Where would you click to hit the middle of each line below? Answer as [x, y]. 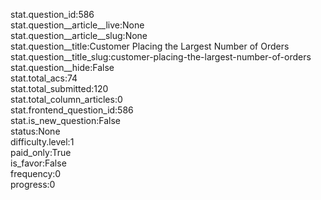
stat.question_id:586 [52, 14]
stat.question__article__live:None [77, 25]
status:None [35, 131]
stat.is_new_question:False [65, 120]
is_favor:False [38, 163]
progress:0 [33, 184]
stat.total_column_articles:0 [66, 99]
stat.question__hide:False [62, 67]
